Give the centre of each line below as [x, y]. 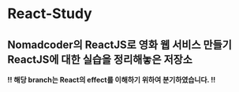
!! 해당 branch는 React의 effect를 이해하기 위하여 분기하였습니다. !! [112, 80]
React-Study [50, 14]
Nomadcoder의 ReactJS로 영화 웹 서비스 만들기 [119, 44]
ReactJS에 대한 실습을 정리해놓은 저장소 [100, 59]
